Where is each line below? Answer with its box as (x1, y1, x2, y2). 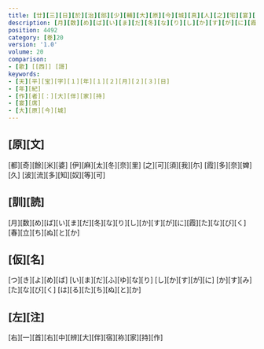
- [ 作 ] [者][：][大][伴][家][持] (8, 92, 106, 100)
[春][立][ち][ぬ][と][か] (8, 228, 80, 237)
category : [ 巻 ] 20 (8, 33, 64, 42)
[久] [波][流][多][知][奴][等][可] (8, 170, 106, 180)
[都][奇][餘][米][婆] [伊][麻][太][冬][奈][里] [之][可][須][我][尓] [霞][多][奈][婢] (8, 160, 253, 169)
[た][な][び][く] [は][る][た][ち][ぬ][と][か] (8, 285, 141, 295)
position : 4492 (8, 26, 58, 34)
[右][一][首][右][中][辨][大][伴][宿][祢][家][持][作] (8, 332, 163, 343)
